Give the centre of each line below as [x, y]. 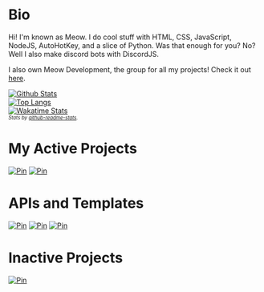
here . [17, 78]
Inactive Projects [65, 258]
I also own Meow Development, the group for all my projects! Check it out [130, 69]
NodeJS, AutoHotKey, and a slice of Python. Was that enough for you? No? [132, 45]
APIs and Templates [76, 203]
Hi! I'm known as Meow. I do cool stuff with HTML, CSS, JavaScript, [120, 37]
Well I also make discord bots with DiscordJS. [83, 54]
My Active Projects [73, 149]
